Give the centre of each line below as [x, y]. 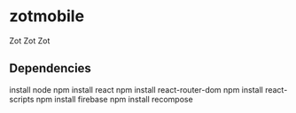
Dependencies [50, 68]
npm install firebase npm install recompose [114, 99]
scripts [22, 99]
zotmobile [47, 16]
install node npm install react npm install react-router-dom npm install [136, 89]
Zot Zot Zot [30, 41]
